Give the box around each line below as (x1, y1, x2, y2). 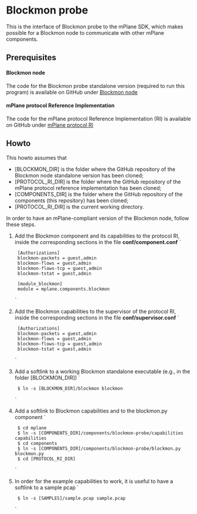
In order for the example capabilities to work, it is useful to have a (14, 477, 173, 485)
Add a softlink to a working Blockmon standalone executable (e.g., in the (14, 368, 191, 375)
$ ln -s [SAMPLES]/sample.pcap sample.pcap (17, 495, 126, 501)
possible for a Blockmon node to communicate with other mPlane (6, 29, 165, 36)
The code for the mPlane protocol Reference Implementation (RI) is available (6, 115, 191, 122)
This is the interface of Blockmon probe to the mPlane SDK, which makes (6, 23, 183, 30)
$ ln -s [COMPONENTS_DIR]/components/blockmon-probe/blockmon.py (17, 446, 181, 452)
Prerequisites (6, 52, 56, 62)
